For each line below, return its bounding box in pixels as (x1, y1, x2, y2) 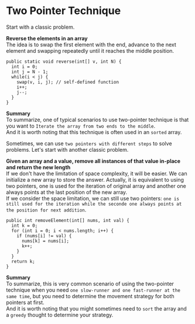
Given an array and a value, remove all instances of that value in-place (6, 157, 180, 165)
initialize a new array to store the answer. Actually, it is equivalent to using (6, 176, 184, 183)
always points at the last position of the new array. (6, 189, 128, 196)
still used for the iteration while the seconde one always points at (6, 201, 182, 207)
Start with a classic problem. (6, 23, 75, 30)
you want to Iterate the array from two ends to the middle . (6, 122, 156, 129)
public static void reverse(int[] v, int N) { (6, 59, 122, 64)
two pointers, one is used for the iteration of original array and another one (6, 182, 186, 189)
